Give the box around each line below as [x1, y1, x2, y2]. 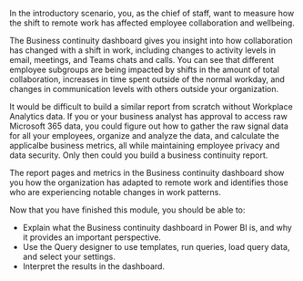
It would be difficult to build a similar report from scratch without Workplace [9, 101, 293, 112]
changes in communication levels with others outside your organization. [9, 84, 279, 94]
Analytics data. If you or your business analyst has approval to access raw [9, 111, 288, 121]
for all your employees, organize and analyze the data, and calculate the [9, 130, 279, 140]
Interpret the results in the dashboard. [22, 261, 166, 272]
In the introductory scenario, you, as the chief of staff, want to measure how [9, 8, 295, 18]
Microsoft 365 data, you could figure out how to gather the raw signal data [9, 120, 289, 131]
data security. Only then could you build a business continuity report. [9, 150, 268, 161]
